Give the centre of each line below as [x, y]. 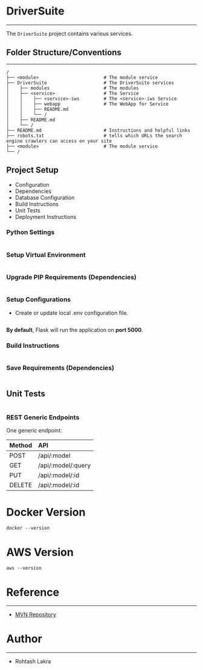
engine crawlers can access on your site [59, 141]
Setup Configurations [39, 299]
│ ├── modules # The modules [72, 88]
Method [21, 446]
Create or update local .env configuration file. [72, 313]
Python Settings [31, 232]
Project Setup [33, 170]
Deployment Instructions [46, 216]
